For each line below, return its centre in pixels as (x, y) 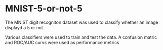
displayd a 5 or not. (25, 27)
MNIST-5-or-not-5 (44, 9)
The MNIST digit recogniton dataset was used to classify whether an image (82, 22)
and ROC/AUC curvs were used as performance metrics (62, 42)
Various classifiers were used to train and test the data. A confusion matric (81, 37)
